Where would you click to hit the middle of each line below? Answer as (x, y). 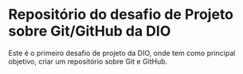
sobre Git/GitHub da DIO (90, 31)
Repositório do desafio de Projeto (121, 15)
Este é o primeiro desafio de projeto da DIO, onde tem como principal (122, 53)
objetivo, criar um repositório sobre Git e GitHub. (88, 61)
